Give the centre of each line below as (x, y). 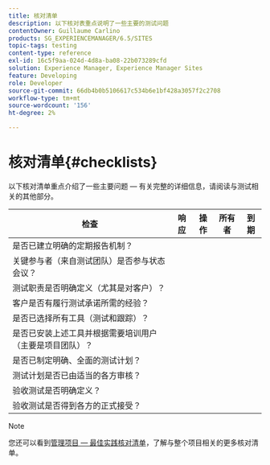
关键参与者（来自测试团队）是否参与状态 (89, 261)
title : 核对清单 (33, 16)
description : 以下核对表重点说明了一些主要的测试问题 (89, 23)
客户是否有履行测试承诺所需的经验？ (81, 302)
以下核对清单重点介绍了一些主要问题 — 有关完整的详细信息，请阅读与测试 (130, 186)
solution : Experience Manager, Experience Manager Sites (106, 68)
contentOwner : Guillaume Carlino (64, 31)
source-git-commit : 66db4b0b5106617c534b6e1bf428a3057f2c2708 (115, 91)
